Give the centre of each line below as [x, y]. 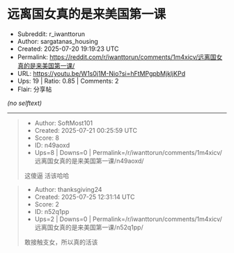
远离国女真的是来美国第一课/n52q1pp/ [89, 227]
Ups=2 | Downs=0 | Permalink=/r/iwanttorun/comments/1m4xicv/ [128, 219]
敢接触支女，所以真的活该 [61, 242]
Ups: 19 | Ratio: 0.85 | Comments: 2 [68, 81]
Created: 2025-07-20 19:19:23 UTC [68, 49]
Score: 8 [47, 138]
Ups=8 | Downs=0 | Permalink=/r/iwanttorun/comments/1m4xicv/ [128, 152]
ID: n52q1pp [52, 211]
